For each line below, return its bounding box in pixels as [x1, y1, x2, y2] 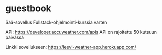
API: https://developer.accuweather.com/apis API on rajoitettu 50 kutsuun [5, 29, 157, 35]
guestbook [5, 3, 52, 14]
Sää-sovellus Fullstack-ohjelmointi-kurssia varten [5, 19, 107, 25]
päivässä [5, 34, 24, 40]
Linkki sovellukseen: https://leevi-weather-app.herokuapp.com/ [5, 44, 137, 50]
